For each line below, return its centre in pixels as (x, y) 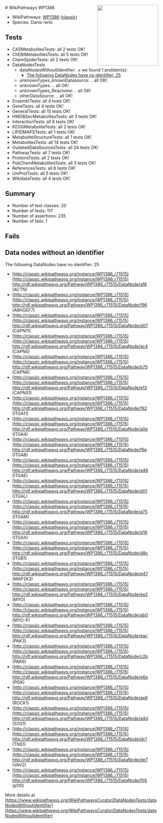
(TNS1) (19, 744)
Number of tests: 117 (33, 211)
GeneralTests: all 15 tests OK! (41, 111)
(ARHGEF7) (24, 310)
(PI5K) (18, 682)
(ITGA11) (20, 413)
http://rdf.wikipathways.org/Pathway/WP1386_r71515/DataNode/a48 (80, 470)
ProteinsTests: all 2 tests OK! (41, 158)
